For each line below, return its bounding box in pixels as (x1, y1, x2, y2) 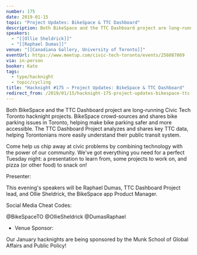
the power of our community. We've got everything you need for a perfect (6, 149, 185, 156)
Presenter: (6, 172, 31, 179)
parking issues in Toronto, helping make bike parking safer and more (6, 118, 172, 126)
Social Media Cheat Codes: (6, 202, 72, 209)
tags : (6, 69, 19, 74)
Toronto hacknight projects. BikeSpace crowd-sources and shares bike (6, 113, 178, 120)
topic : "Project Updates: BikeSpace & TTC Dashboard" (6, 19, 141, 25)
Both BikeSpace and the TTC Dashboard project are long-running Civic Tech (6, 106, 191, 113)
